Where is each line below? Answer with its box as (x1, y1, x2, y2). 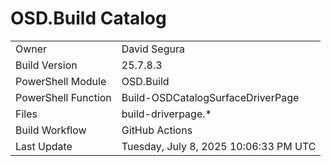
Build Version (15, 58, 78, 72)
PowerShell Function (15, 90, 112, 104)
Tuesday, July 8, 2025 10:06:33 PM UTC (121, 139, 317, 153)
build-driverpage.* (121, 107, 212, 121)
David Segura (121, 42, 185, 56)
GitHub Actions (121, 123, 193, 137)
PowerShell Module (15, 74, 107, 88)
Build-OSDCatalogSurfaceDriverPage (121, 90, 300, 104)
